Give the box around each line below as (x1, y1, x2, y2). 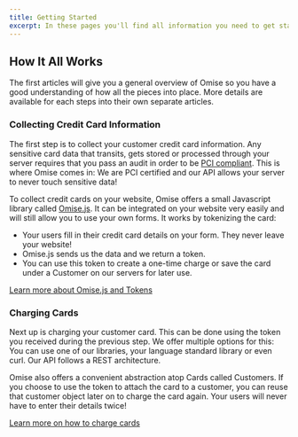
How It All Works (9, 54, 104, 69)
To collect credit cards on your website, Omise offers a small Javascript (9, 193, 271, 204)
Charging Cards (9, 307, 79, 319)
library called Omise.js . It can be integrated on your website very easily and (9, 203, 285, 214)
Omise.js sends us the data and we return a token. (21, 248, 206, 259)
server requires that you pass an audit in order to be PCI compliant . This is (9, 157, 281, 168)
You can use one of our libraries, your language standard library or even (9, 345, 272, 355)
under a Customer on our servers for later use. (21, 267, 192, 277)
